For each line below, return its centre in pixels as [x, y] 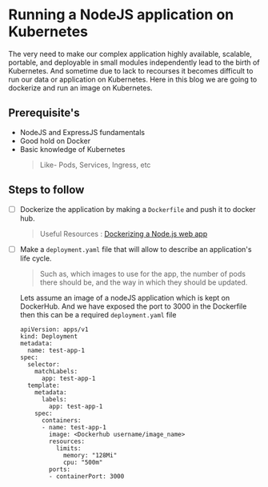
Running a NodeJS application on [121, 15]
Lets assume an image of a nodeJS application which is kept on [125, 297]
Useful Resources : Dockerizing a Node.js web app [124, 234]
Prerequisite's [44, 113]
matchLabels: [56, 371]
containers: [61, 420]
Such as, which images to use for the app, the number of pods [143, 273]
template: [44, 385]
